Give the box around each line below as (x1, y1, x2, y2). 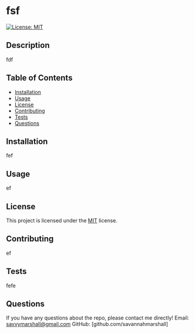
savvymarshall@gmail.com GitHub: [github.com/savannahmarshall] (6, 321, 169, 328)
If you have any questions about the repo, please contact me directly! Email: (6, 314, 189, 321)
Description (6, 40, 50, 50)
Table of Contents (6, 73, 73, 83)
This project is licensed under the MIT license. (6, 217, 118, 224)
